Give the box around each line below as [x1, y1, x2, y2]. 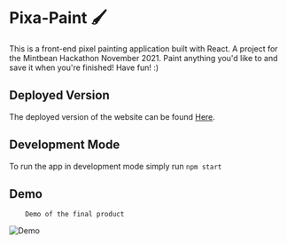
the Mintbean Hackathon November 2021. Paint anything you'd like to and [9, 52, 278, 63]
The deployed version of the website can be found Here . [9, 111, 215, 122]
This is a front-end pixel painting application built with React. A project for [9, 43, 278, 54]
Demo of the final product [25, 210, 125, 219]
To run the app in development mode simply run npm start [9, 161, 222, 171]
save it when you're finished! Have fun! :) [9, 62, 159, 73]
